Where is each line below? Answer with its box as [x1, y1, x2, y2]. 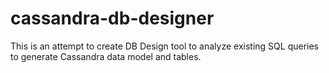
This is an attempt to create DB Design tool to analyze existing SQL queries [10, 40, 320, 52]
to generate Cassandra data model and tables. [10, 50, 202, 62]
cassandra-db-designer [10, 7, 215, 30]
